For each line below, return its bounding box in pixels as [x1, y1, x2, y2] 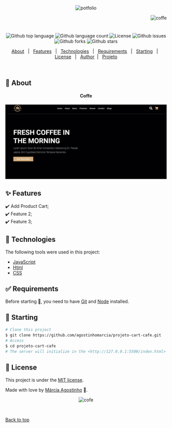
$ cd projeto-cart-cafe [5, 343, 56, 348]
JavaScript [12, 259, 36, 265]
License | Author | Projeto [54, 54, 118, 60]
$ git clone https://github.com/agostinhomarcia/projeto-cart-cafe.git [5, 333, 161, 338]
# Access [5, 338, 24, 343]
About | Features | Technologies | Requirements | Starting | [11, 48, 158, 54]
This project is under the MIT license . [5, 377, 84, 383]
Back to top [5, 416, 30, 423]
